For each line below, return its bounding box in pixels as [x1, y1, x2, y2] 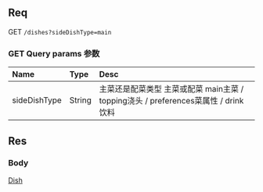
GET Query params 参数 [8, 48, 100, 59]
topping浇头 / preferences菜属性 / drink [99, 96, 244, 107]
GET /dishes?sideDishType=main [8, 27, 112, 36]
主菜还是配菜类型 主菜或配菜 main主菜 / [99, 84, 244, 95]
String [69, 95, 92, 106]
